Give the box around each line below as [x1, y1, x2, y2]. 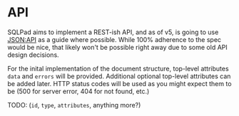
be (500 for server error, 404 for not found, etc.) [7, 87, 150, 95]
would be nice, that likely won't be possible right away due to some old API [7, 43, 228, 51]
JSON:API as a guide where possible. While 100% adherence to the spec [7, 35, 222, 43]
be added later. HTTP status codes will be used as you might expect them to [7, 79, 232, 88]
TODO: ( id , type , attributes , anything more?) [7, 100, 141, 109]
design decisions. [7, 51, 59, 59]
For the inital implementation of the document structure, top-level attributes [7, 64, 230, 73]
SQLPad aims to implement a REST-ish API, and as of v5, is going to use [7, 28, 219, 36]
